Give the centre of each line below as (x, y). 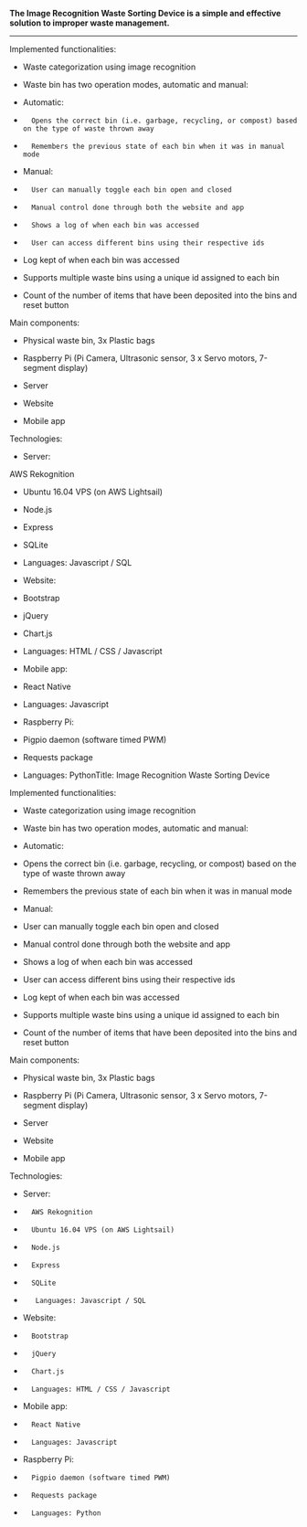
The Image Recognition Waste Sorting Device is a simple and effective (145, 13)
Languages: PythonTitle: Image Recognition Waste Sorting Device (146, 775)
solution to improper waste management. (90, 23)
